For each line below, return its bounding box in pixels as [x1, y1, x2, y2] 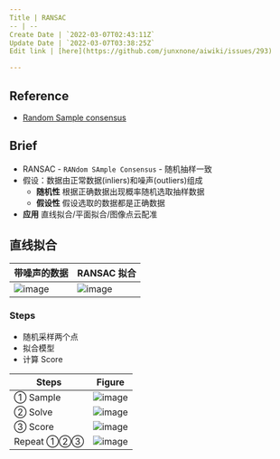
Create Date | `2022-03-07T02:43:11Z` [9, 30, 155, 39]
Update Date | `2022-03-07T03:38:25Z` [9, 38, 155, 48]
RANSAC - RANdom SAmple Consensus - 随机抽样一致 [22, 164, 212, 174]
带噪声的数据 [14, 267, 70, 279]
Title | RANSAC [9, 13, 67, 23]
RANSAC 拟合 [77, 267, 137, 279]
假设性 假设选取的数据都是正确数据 [35, 197, 165, 208]
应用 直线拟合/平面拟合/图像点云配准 [22, 209, 158, 220]
